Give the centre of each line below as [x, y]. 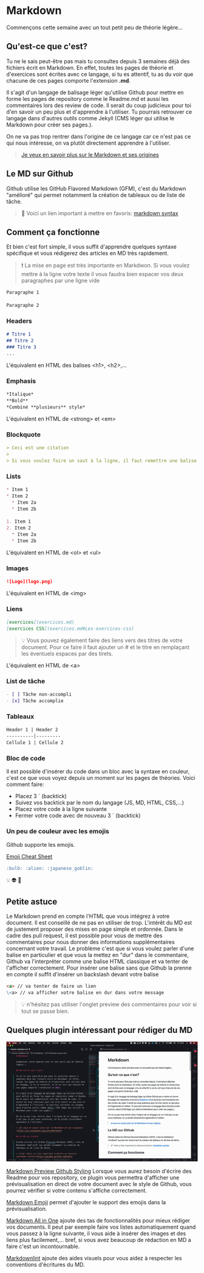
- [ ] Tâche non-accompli [39, 695]
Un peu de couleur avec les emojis [58, 832]
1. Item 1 [19, 522]
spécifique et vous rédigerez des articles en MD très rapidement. [87, 254]
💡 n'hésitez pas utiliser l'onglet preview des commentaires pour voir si [109, 1004]
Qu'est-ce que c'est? [47, 47]
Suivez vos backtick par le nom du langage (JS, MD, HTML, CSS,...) [99, 802]
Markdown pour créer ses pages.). [49, 125]
